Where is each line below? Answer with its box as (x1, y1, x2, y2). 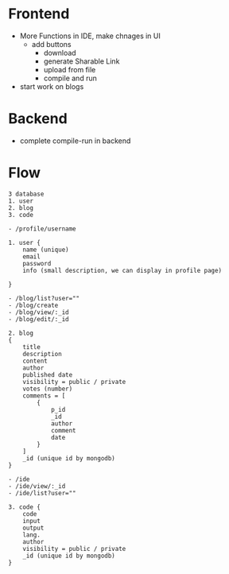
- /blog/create (8, 301, 59, 309)
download (43, 48, 77, 57)
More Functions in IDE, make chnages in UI (19, 31, 161, 41)
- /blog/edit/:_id (8, 315, 69, 323)
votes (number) (22, 385, 73, 393)
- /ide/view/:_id (8, 482, 66, 490)
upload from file (43, 64, 96, 74)
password (22, 259, 52, 267)
